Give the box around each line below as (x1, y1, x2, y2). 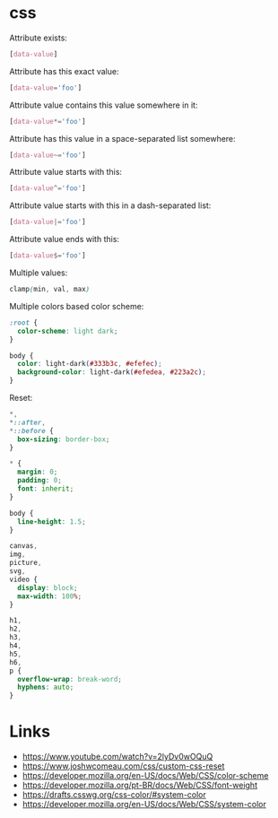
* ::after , (9, 418, 47, 427)
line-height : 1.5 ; (17, 517, 87, 526)
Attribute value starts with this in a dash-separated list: (9, 200, 212, 211)
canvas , (9, 542, 39, 551)
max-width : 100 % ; (17, 591, 83, 601)
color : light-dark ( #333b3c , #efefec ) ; (17, 360, 163, 369)
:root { (9, 318, 39, 327)
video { (9, 575, 39, 584)
